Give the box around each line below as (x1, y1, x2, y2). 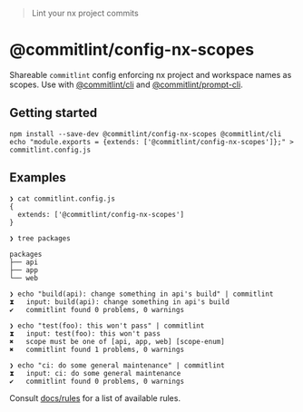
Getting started (9, 105, 98, 121)
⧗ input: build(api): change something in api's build (9, 297, 230, 307)
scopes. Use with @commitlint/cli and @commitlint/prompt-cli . (9, 79, 243, 90)
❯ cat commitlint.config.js (9, 194, 116, 203)
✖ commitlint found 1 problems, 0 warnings (9, 345, 184, 354)
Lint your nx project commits (31, 8, 139, 18)
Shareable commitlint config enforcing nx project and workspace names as (9, 69, 292, 80)
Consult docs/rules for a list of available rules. (9, 392, 181, 403)
